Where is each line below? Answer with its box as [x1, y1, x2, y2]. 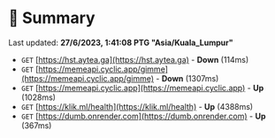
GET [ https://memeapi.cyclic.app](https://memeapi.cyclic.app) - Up [20, 82, 264, 93]
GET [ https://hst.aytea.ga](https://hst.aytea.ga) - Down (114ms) [20, 54, 249, 65]
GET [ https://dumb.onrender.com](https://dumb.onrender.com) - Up [20, 111, 266, 121]
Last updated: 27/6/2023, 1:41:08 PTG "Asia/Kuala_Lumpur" [8, 37, 233, 48]
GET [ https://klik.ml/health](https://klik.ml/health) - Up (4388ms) [20, 101, 254, 111]
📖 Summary [8, 8, 95, 28]
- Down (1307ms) [156, 73, 219, 83]
